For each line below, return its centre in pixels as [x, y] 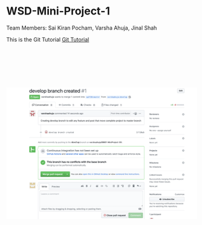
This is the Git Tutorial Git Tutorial [48, 39]
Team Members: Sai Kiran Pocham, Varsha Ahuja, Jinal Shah [82, 28]
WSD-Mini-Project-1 [58, 11]
